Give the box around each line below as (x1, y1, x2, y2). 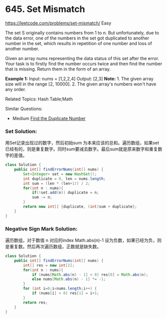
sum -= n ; (31, 195, 52, 200)
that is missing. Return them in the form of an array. (5, 66, 111, 72)
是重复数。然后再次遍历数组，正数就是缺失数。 (5, 243, 101, 249)
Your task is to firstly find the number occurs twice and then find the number (5, 60, 163, 66)
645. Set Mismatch (5, 3, 85, 15)
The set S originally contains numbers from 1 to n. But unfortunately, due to (5, 29, 160, 35)
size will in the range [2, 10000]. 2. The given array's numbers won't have (5, 81, 157, 87)
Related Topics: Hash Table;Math (5, 96, 73, 102)
